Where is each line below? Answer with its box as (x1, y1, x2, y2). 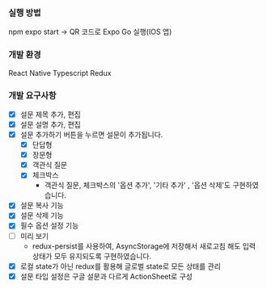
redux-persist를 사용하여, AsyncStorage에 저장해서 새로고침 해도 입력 (32, 241, 256, 251)
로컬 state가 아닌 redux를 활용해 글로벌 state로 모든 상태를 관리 (19, 261, 221, 271)
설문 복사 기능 (19, 200, 64, 211)
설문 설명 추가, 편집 (19, 119, 81, 129)
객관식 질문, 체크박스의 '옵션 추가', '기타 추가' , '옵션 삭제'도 (44, 180, 231, 191)
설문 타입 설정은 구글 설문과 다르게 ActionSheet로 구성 (19, 271, 193, 281)
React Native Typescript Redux (8, 68, 112, 77)
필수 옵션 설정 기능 (19, 220, 79, 231)
